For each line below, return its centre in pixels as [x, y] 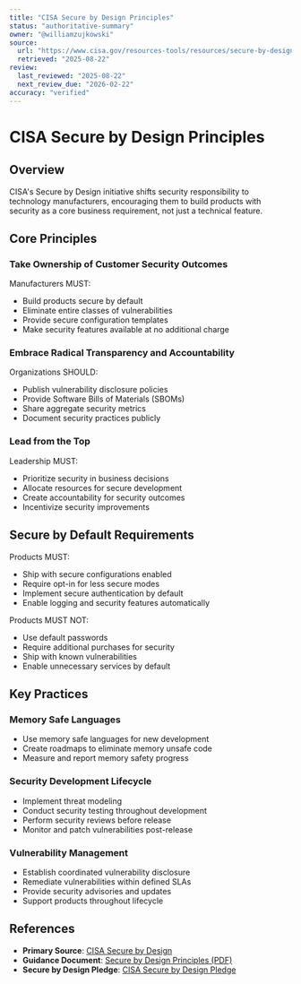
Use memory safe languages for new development [116, 739]
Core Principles [53, 238]
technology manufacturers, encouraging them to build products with [135, 201]
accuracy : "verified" [50, 92]
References [42, 929]
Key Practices [49, 694]
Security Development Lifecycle [81, 781]
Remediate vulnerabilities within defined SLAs [107, 881]
